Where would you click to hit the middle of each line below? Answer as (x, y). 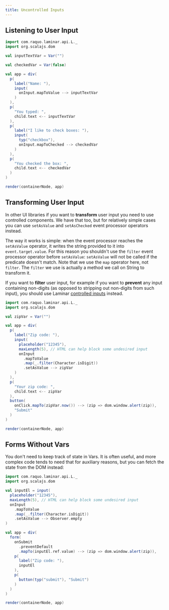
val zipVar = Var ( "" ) (28, 317)
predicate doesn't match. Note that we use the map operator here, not (77, 262)
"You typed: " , (30, 112)
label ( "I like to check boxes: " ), (52, 130)
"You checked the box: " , (42, 163)
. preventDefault (36, 547)
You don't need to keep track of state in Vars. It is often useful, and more (81, 457)
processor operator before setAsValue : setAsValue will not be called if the (81, 256)
